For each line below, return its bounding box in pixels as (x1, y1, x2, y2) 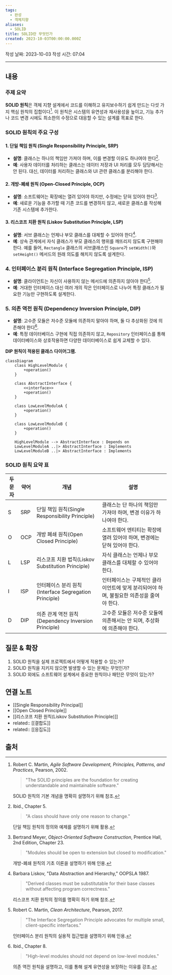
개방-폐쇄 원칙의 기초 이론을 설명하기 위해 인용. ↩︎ (12, 860, 112, 866)
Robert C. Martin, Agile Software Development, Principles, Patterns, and (12, 761, 165, 768)
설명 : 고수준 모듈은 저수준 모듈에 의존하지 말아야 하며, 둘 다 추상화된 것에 (12, 317, 158, 324)
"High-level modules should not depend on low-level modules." (25, 953, 159, 960)
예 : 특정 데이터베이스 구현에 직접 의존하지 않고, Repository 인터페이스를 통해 (12, 330, 165, 337)
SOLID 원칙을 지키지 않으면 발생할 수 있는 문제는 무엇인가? (12, 665, 130, 671)
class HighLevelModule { (14, 363, 68, 368)
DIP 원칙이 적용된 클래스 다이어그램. (5, 348, 77, 354)
